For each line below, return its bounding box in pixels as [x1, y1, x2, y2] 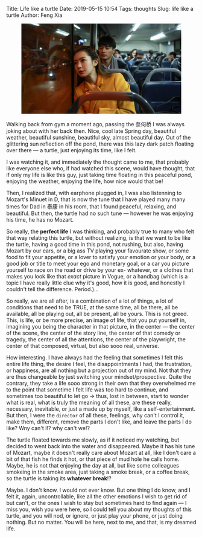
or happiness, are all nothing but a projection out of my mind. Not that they [6, 367, 192, 374]
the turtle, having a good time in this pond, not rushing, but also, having [6, 240, 184, 248]
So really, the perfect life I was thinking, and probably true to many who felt [6, 228, 195, 235]
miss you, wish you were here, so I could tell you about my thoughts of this [6, 506, 192, 513]
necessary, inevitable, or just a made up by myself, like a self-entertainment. [6, 405, 196, 413]
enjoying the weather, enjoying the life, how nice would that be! [6, 178, 163, 185]
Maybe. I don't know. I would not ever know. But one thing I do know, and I [6, 486, 191, 494]
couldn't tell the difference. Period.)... [6, 285, 99, 292]
